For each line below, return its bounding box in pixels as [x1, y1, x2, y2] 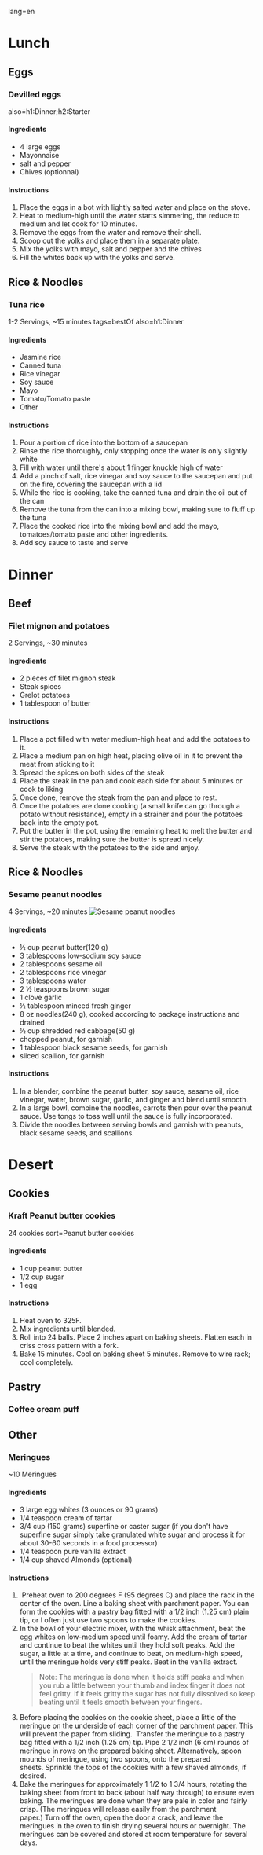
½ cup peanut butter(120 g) [19, 942, 108, 951]
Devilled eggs [8, 89, 61, 100]
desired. [19, 1771, 47, 1780]
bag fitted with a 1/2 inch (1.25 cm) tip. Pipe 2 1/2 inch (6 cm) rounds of [19, 1738, 250, 1747]
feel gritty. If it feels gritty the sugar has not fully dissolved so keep [38, 1689, 256, 1699]
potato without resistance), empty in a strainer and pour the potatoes [19, 809, 243, 819]
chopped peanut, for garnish [19, 1034, 112, 1043]
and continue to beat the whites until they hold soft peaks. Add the [19, 1641, 236, 1650]
